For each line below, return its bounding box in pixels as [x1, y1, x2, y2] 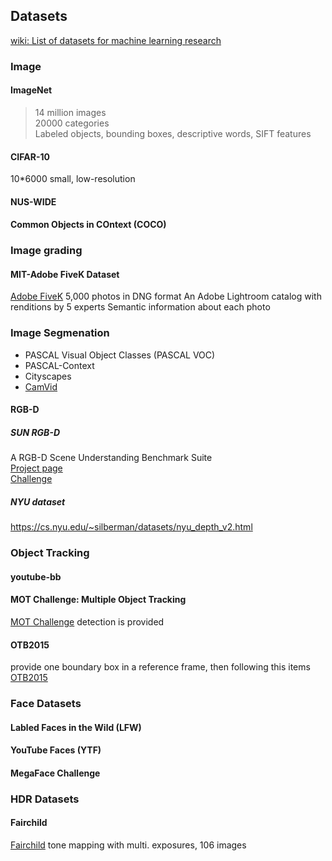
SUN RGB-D [10, 426, 61, 438]
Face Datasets [10, 697, 82, 711]
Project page [10, 462, 63, 474]
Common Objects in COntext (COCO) [10, 219, 167, 231]
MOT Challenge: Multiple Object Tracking [10, 594, 187, 606]
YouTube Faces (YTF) [10, 744, 102, 756]
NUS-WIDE [10, 195, 57, 208]
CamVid [24, 380, 58, 393]
